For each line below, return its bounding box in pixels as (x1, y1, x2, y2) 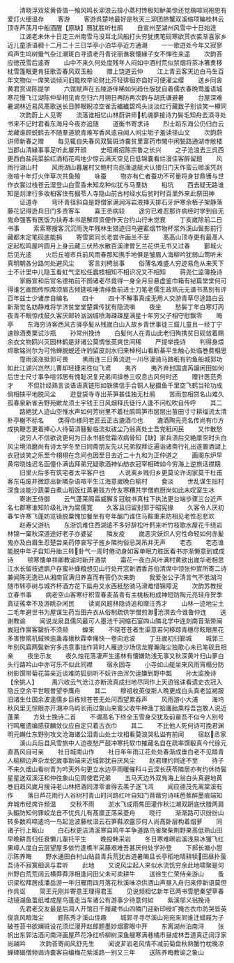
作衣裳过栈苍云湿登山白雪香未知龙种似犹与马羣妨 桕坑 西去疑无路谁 (7, 181, 224, 188)
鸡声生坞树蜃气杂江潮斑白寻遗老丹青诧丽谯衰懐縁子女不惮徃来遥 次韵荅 (7, 50, 223, 58)
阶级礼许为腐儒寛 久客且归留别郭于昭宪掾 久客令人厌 (43, 503, 218, 512)
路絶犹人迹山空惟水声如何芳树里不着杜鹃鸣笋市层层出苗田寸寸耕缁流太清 (19, 408, 227, 415)
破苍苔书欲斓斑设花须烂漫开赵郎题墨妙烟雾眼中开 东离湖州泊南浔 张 (7, 922, 224, 930)
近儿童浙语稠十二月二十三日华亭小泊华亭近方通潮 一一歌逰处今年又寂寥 (7, 41, 223, 49)
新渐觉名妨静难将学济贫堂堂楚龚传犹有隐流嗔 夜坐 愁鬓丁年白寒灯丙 (7, 303, 224, 311)
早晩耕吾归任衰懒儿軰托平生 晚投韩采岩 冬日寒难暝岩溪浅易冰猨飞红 (7, 835, 224, 843)
